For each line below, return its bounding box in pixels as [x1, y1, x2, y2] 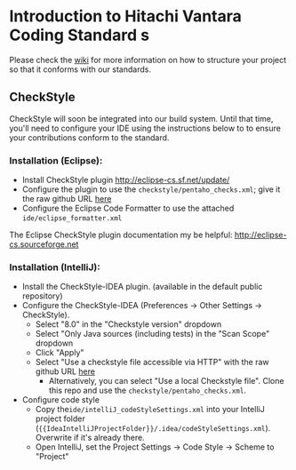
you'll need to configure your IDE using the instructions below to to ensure [9, 123, 282, 133]
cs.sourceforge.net [9, 239, 79, 250]
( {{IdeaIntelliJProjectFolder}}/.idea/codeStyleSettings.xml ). [35, 423, 271, 434]
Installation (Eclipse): [9, 154, 103, 166]
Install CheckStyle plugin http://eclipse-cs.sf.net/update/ [21, 175, 230, 186]
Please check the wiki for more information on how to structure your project [9, 54, 287, 65]
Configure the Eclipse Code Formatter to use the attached [21, 203, 235, 214]
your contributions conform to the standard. [9, 131, 170, 143]
